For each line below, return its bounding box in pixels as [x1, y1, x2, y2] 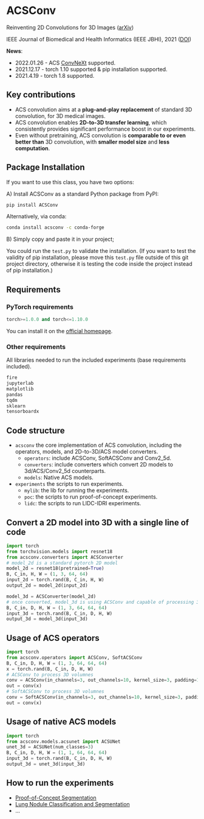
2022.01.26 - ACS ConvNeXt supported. [15, 59, 116, 66]
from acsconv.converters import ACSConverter [6, 554, 123, 560]
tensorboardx [6, 409, 39, 415]
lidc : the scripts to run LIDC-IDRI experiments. [24, 500, 141, 507]
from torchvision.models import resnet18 [6, 548, 113, 555]
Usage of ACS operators [6, 633, 100, 643]
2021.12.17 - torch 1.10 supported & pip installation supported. [15, 65, 168, 73]
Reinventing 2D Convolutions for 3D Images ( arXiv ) [6, 24, 134, 31]
